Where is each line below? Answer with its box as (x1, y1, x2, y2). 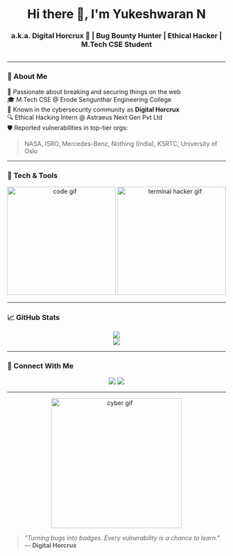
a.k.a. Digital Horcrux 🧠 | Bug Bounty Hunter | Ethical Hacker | (10, 31, 223, 41)
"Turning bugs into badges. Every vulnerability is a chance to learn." (24, 533, 221, 542)
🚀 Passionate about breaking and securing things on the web (7, 87, 182, 96)
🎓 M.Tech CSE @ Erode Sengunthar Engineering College (7, 95, 172, 103)
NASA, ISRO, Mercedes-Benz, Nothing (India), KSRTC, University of (24, 139, 218, 147)
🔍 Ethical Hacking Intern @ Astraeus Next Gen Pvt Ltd (7, 113, 163, 121)
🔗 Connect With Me (7, 361, 74, 371)
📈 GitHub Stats (7, 313, 60, 322)
